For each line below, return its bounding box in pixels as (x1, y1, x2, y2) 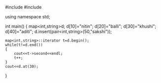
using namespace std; (5, 14, 50, 19)
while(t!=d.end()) (5, 42, 43, 47)
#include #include (5, 4, 42, 10)
